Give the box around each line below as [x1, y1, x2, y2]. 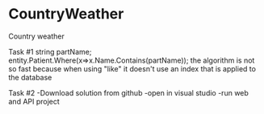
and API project [8, 96, 61, 106]
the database [8, 72, 52, 82]
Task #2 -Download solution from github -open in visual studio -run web [8, 88, 249, 97]
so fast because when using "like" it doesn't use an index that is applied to [8, 63, 257, 73]
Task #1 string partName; [8, 47, 92, 56]
